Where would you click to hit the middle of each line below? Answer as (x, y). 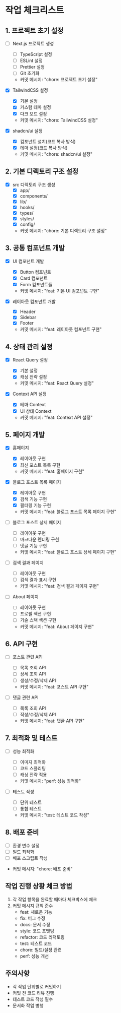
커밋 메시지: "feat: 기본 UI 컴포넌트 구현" (59, 291)
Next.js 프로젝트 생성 (33, 44)
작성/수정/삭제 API (38, 714)
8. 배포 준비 (22, 832)
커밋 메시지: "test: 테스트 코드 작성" (54, 815)
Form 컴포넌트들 (36, 285)
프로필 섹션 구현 (35, 614)
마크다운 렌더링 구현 (39, 539)
